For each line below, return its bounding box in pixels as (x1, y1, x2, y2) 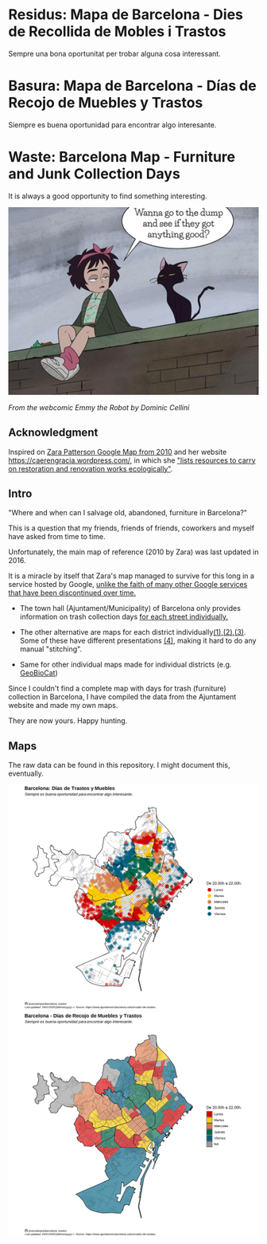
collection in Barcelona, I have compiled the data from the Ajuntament (8, 692, 237, 702)
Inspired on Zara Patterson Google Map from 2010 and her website (8, 447, 227, 456)
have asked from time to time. (8, 532, 106, 542)
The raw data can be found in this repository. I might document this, (8, 761, 230, 770)
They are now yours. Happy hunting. (8, 716, 128, 726)
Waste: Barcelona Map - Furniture (8, 148, 236, 166)
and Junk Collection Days (8, 165, 180, 183)
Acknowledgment (8, 426, 99, 440)
